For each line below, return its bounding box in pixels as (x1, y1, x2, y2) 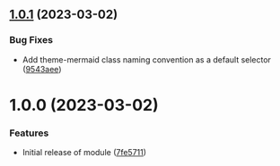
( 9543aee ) (22, 63, 62, 74)
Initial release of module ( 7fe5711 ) (22, 147, 146, 158)
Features (9, 127, 49, 139)
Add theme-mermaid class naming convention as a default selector (22, 54, 272, 65)
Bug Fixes (9, 34, 54, 46)
